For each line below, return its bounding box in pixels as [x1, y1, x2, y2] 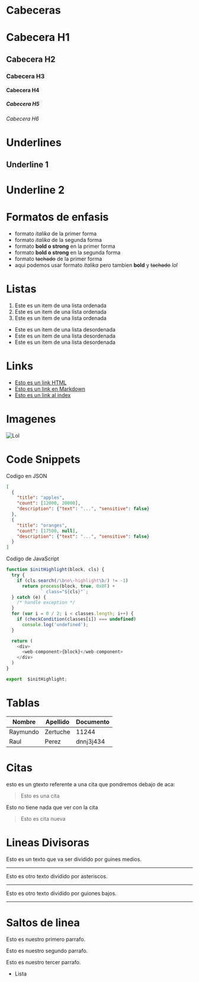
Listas [6, 282, 37, 296]
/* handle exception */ [17, 600, 76, 605]
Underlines [6, 136, 62, 149]
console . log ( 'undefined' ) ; [21, 621, 89, 627]
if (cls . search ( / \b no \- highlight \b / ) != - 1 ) [17, 578, 129, 584]
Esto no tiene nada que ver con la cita [6, 804, 98, 811]
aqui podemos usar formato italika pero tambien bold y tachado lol [14, 262, 178, 269]
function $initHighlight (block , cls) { [6, 567, 105, 573]
